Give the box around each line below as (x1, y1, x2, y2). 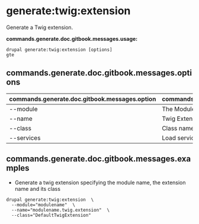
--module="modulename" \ (11, 201, 76, 208)
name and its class (14, 185, 61, 192)
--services (9, 133, 41, 142)
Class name (162, 124, 195, 132)
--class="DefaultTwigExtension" (11, 212, 92, 218)
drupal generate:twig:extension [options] (6, 46, 113, 53)
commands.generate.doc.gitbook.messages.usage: (6, 35, 138, 42)
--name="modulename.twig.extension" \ (11, 207, 110, 213)
